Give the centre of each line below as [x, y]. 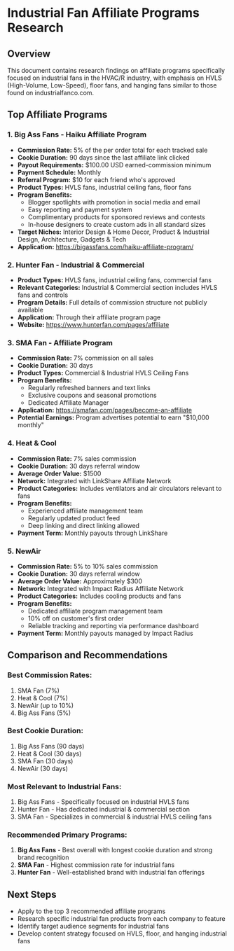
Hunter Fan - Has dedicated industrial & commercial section [104, 810]
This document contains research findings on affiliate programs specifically [116, 70]
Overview [29, 54]
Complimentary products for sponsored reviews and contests [116, 217]
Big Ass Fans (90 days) [51, 746]
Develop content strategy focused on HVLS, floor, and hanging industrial [122, 933]
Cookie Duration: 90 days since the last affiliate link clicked [104, 157]
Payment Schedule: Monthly [59, 172]
